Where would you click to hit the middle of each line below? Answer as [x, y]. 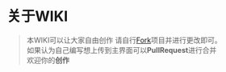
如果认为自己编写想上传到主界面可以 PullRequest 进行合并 [121, 50]
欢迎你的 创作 [48, 60]
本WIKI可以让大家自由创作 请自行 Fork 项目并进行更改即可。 [124, 40]
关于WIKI [38, 16]
